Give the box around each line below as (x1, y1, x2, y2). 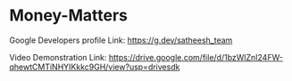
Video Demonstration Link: (9, 52, 107, 62)
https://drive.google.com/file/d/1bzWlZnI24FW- (108, 52, 283, 62)
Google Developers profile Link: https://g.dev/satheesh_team (9, 35, 233, 45)
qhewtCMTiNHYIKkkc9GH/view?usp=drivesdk (9, 61, 180, 72)
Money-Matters (9, 5, 128, 26)
